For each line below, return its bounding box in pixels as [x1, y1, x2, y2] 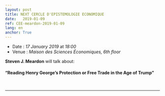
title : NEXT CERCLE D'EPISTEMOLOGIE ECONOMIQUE [5, 12, 105, 17]
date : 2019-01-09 [5, 16, 45, 21]
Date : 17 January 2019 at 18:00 [12, 44, 76, 49]
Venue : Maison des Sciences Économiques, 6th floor [12, 49, 121, 55]
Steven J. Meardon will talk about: [5, 59, 75, 64]
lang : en [5, 26, 23, 31]
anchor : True [5, 30, 32, 35]
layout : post [5, 7, 32, 12]
